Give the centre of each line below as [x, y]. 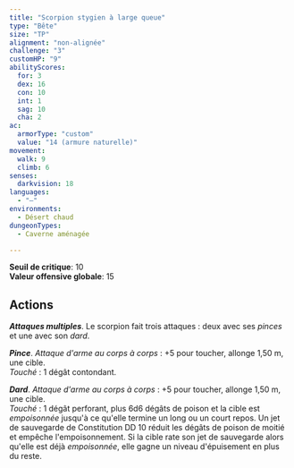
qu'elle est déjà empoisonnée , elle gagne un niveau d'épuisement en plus [144, 447]
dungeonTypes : [36, 225]
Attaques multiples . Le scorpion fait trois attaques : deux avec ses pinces [146, 327]
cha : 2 [29, 117]
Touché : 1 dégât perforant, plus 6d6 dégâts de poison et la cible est [135, 409]
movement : [28, 150]
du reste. [26, 456]
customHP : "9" [36, 59]
